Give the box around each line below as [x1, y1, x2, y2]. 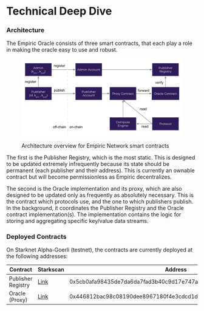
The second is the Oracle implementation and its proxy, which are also [6, 185, 182, 192]
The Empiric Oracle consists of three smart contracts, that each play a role [6, 39, 192, 47]
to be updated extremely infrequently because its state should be [6, 160, 170, 168]
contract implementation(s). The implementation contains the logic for [6, 211, 182, 218]
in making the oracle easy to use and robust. [6, 46, 118, 53]
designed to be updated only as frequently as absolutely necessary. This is [6, 191, 194, 199]
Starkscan [37, 266, 65, 273]
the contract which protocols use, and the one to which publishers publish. [6, 197, 193, 205]
